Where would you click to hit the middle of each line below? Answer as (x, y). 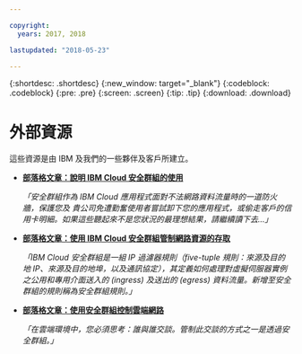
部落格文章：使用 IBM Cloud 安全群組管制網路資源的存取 (126, 238)
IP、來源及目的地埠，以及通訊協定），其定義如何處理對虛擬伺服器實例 (160, 269)
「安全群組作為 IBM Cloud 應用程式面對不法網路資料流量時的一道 (142, 197)
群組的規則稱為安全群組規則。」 (79, 291)
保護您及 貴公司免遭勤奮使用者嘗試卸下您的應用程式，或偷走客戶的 (161, 208)
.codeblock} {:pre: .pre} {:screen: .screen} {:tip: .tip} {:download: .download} (150, 93)
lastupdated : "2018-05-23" (60, 50)
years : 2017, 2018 (52, 34)
